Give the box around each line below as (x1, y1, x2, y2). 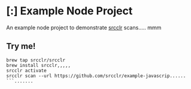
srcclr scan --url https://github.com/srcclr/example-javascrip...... (6, 73, 186, 79)
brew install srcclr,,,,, (6, 62, 71, 68)
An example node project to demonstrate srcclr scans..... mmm (6, 24, 162, 31)
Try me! (6, 41, 36, 51)
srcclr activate (6, 67, 47, 73)
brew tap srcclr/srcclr (6, 57, 66, 63)
